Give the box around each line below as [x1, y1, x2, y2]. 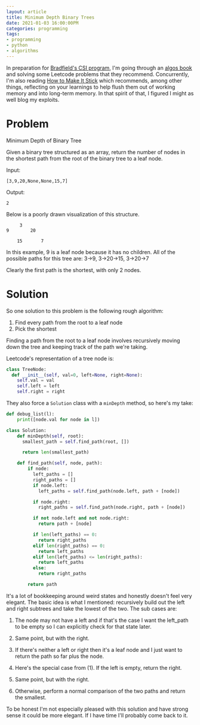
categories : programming [6, 25, 68, 32]
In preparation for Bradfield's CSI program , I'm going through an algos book [6, 64, 192, 71]
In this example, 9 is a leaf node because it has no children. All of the [6, 248, 176, 255]
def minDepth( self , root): [17, 433, 84, 439]
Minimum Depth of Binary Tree [6, 137, 82, 144]
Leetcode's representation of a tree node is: [6, 355, 115, 362]
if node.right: [32, 499, 70, 505]
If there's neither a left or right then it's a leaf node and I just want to [14, 646, 183, 653]
